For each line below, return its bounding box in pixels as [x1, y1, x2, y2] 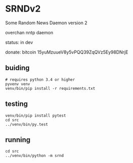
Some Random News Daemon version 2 [5, 20, 88, 26]
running [5, 135, 31, 144]
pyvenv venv [5, 81, 30, 86]
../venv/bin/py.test [5, 122, 49, 127]
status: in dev [5, 39, 34, 45]
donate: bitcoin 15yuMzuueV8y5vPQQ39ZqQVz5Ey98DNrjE [5, 49, 128, 55]
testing [5, 99, 28, 108]
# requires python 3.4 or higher [5, 77, 75, 82]
